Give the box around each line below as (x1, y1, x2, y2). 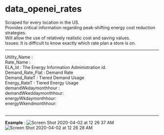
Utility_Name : (5, 54, 33, 60)
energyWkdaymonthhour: (5, 95, 57, 101)
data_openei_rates (5, 3, 82, 15)
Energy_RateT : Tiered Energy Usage (5, 80, 79, 85)
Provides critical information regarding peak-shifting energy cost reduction (5, 24, 155, 30)
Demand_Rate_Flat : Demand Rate (5, 69, 73, 75)
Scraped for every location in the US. (5, 19, 80, 25)
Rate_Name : (5, 59, 31, 65)
